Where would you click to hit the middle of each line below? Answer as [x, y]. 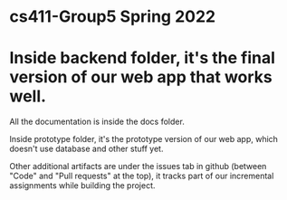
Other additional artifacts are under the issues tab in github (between [138, 167]
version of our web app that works [141, 77]
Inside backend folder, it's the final [143, 58]
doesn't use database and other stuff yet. [86, 149]
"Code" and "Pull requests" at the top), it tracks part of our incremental [142, 176]
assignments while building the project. [82, 186]
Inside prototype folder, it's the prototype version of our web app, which [144, 139]
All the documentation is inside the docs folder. [97, 122]
